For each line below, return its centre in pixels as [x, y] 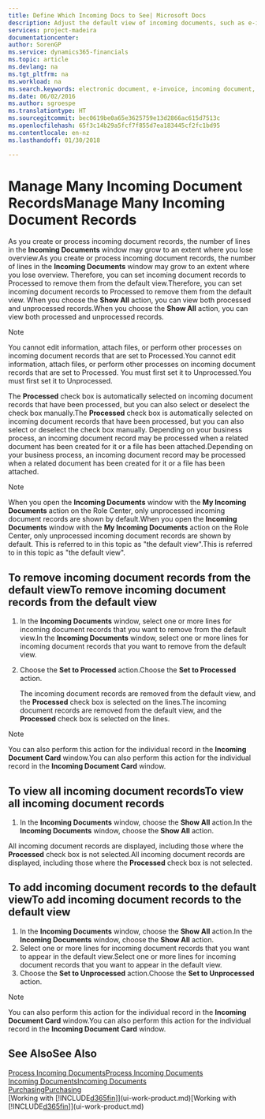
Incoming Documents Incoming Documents [78, 1081]
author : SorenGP [35, 45]
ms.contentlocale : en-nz [49, 133]
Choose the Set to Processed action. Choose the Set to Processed [128, 670]
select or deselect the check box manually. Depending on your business [125, 430]
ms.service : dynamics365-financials [68, 52]
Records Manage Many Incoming [117, 203]
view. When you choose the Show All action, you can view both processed [130, 300]
